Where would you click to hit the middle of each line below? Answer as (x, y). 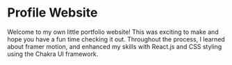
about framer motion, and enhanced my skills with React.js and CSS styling (115, 46)
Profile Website (52, 13)
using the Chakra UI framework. (53, 54)
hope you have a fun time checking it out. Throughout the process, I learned (116, 39)
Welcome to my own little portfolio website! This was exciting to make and (113, 32)
